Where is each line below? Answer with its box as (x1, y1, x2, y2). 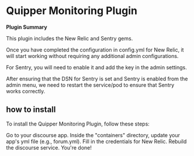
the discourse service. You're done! (6, 144, 92, 151)
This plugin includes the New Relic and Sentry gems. (6, 35, 133, 42)
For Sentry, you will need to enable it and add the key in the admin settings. (6, 63, 187, 71)
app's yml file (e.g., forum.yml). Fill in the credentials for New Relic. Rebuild (6, 138, 187, 145)
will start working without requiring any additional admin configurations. (6, 52, 179, 59)
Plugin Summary (6, 23, 48, 30)
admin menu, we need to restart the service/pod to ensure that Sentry (6, 81, 175, 89)
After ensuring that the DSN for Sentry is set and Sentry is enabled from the (6, 75, 188, 82)
